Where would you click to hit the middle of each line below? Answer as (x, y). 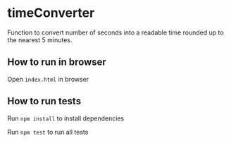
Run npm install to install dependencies (66, 118)
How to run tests (44, 101)
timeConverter (51, 13)
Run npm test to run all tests (48, 132)
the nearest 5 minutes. (40, 39)
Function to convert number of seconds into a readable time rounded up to (115, 32)
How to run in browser (57, 62)
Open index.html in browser (48, 79)
